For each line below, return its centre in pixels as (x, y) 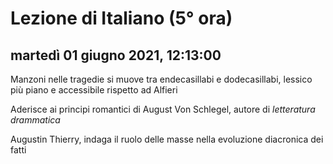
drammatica (35, 120)
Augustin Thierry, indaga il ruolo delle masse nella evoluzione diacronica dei (167, 139)
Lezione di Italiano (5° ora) (121, 18)
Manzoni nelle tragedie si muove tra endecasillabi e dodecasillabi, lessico (161, 79)
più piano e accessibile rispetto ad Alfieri (94, 90)
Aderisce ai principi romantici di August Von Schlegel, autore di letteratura (163, 109)
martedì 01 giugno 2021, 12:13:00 (116, 55)
